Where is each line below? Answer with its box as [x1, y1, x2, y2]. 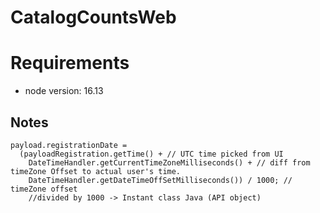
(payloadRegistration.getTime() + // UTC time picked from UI [19, 149, 284, 159]
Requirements [10, 52, 130, 75]
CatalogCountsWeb [10, 6, 177, 29]
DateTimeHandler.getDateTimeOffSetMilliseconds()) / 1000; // [28, 175, 293, 185]
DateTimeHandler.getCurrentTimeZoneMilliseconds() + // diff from [28, 157, 311, 168]
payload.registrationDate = [10, 140, 128, 150]
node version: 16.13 [24, 85, 104, 97]
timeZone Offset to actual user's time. [10, 166, 182, 176]
